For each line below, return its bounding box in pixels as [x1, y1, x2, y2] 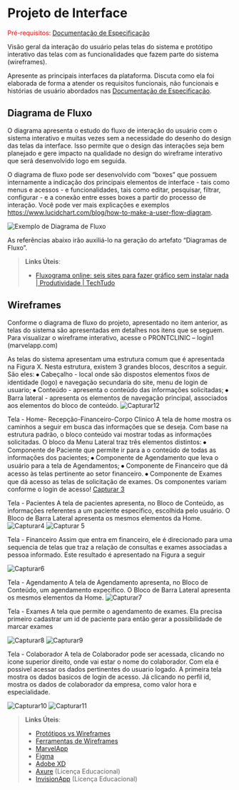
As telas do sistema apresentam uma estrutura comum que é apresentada [7, 354, 225, 363]
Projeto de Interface [7, 5, 128, 21]
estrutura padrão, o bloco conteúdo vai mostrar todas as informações [7, 430, 212, 438]
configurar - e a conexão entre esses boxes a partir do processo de [7, 193, 207, 201]
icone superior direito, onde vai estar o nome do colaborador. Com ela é [7, 657, 219, 666]
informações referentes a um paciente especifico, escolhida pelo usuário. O [7, 506, 230, 515]
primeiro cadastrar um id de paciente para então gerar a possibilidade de [7, 615, 223, 623]
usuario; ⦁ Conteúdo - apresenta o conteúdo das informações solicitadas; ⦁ [7, 385, 229, 394]
